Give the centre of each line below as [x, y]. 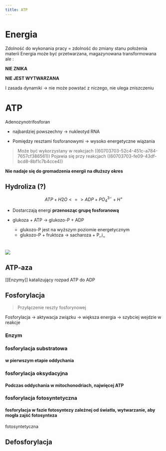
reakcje [13, 322]
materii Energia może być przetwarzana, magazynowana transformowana [81, 53]
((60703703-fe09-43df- [132, 156]
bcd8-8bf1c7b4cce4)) [40, 161]
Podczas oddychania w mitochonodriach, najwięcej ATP [65, 385]
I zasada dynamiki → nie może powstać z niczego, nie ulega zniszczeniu [80, 88]
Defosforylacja [29, 442]
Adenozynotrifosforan [28, 122]
